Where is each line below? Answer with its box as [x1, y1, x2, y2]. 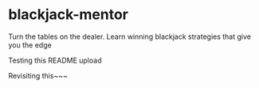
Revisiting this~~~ [8, 71, 68, 80]
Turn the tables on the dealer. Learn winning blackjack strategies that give [8, 32, 251, 41]
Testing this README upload [8, 55, 102, 65]
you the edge [8, 40, 52, 49]
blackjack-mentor [8, 6, 129, 24]
